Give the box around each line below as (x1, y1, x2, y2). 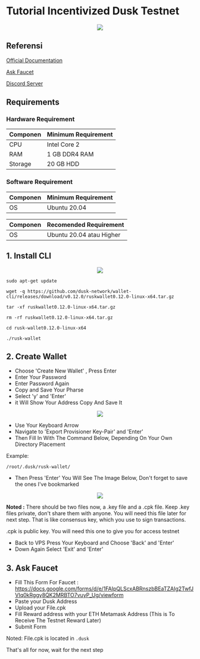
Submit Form (14, 623, 46, 630)
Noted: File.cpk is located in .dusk (6, 635, 89, 642)
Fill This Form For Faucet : (14, 579, 79, 586)
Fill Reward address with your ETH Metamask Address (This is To (14, 611, 175, 618)
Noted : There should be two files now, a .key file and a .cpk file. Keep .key (6, 503, 190, 511)
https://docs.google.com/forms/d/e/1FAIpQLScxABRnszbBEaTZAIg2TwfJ (14, 585, 194, 592)
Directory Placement (14, 441, 65, 448)
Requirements (6, 97, 60, 107)
